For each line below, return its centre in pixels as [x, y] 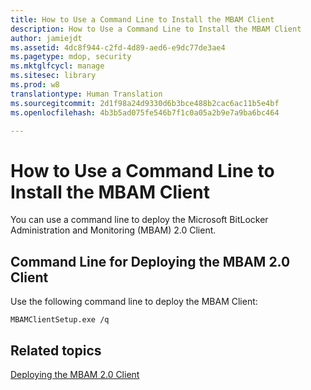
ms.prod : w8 [35, 85]
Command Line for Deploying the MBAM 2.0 [150, 261]
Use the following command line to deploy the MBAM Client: [134, 302]
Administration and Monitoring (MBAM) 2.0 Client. [113, 230]
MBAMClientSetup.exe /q [60, 320]
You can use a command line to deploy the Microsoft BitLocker [139, 220]
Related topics [56, 350]
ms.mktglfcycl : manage [57, 66]
